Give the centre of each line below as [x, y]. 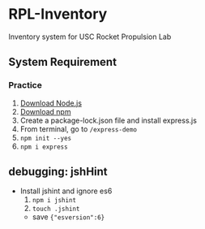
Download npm [45, 111]
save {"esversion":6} [68, 217]
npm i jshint [54, 201]
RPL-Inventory [58, 14]
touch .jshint [56, 209]
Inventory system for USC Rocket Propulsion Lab [90, 37]
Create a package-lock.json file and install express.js [108, 120]
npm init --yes [46, 138]
